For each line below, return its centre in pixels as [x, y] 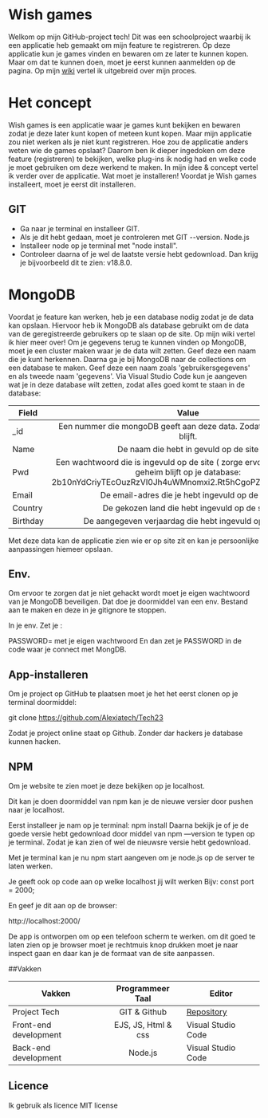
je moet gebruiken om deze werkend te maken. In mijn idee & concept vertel [133, 167]
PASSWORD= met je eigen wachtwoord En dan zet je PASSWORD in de [125, 641]
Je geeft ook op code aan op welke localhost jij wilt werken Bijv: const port [131, 882]
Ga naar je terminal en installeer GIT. [79, 228]
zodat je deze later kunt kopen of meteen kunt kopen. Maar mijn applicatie [130, 133]
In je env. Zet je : [35, 626]
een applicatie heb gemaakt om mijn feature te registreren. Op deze [119, 45]
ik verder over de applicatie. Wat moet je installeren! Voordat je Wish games [132, 175]
